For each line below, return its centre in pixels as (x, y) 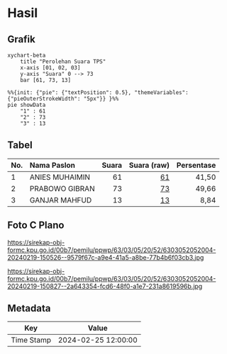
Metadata (29, 308)
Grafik (21, 39)
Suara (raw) (149, 165)
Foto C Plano (36, 225)
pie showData (27, 105)
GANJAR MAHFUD (61, 200)
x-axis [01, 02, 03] (50, 68)
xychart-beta (27, 55)
